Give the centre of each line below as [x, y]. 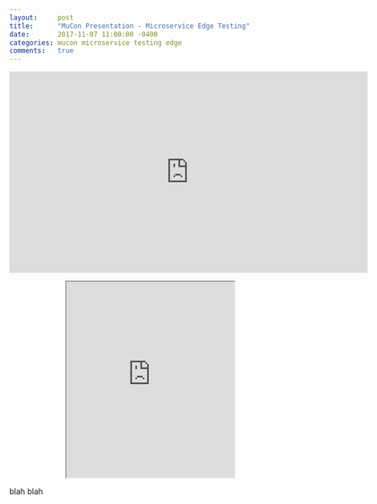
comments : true [42, 51]
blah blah [26, 491]
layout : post [42, 17]
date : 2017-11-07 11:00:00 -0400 [84, 34]
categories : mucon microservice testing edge [95, 43]
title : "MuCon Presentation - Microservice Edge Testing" [130, 26]
